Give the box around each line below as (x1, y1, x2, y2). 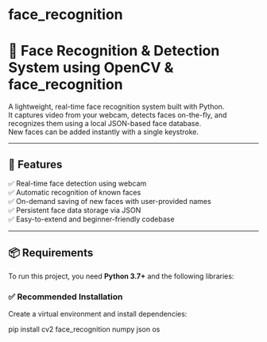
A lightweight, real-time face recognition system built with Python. (8, 102, 225, 112)
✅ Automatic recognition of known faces (8, 187, 141, 197)
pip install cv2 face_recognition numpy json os (8, 325, 161, 334)
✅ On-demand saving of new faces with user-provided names (8, 196, 212, 206)
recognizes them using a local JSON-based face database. (8, 119, 202, 129)
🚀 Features (8, 157, 63, 171)
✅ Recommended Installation (8, 291, 123, 302)
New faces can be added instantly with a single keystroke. (8, 127, 199, 136)
